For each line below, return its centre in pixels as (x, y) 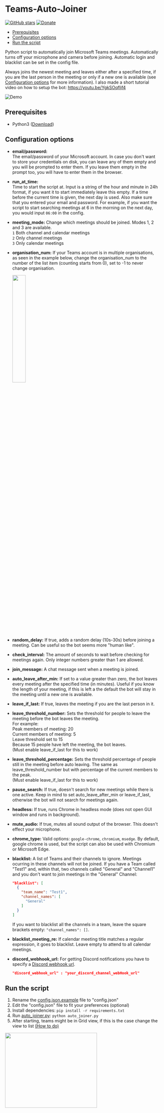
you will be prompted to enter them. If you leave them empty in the (79, 167)
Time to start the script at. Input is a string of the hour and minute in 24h (85, 186)
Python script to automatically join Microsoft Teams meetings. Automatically (82, 52)
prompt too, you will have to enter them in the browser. (67, 172)
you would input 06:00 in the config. (48, 213)
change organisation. (34, 268)
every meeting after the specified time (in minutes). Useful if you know (83, 684)
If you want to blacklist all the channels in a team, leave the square (79, 924)
